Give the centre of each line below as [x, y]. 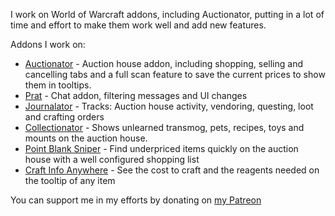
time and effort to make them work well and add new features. [138, 25]
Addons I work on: [48, 44]
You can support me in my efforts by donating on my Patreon [136, 200]
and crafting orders [64, 117]
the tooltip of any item [70, 180]
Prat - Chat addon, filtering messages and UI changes [136, 95]
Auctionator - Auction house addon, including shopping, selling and [163, 63]
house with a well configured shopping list [112, 159]
